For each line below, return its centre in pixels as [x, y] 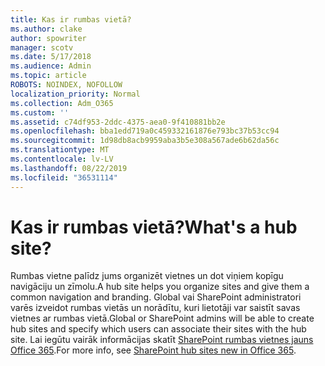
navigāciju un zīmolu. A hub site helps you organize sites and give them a [160, 287]
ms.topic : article [48, 76]
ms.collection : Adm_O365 [62, 103]
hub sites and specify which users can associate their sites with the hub [158, 329]
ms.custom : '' [40, 112]
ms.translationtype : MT [60, 150]
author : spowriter [48, 38]
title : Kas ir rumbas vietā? [71, 19]
